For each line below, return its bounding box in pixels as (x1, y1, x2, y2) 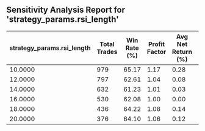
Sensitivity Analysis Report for (6, 5, 126, 15)
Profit (148, 39, 165, 48)
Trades (96, 47, 118, 56)
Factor (146, 47, 167, 56)
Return (171, 47, 192, 56)
